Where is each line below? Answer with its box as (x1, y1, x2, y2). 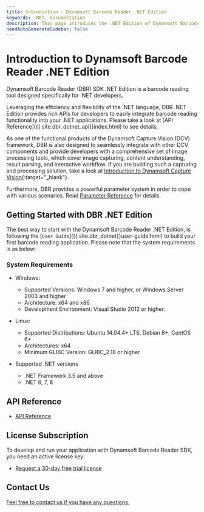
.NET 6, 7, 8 (24, 379, 53, 386)
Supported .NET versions (15, 360, 79, 368)
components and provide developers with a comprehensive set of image (6, 148, 188, 155)
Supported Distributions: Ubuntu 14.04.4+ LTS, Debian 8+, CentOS (24, 329, 191, 336)
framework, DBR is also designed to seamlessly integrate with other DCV (6, 141, 189, 149)
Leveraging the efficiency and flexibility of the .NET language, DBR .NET (6, 104, 187, 111)
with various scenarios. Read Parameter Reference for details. (6, 192, 161, 199)
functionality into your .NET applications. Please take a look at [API (6, 116, 173, 124)
